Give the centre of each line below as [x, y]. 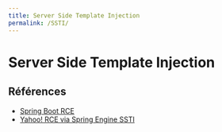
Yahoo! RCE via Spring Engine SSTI [77, 119]
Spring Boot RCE [47, 111]
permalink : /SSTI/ [38, 23]
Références [37, 92]
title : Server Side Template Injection [74, 16]
